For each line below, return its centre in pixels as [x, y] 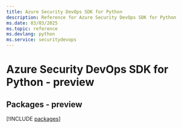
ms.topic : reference [32, 29]
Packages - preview [44, 104]
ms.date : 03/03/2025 [32, 23]
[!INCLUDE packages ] [33, 119]
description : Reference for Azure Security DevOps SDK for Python [91, 17]
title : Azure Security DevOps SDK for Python [64, 12]
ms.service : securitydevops [42, 40]
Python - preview [50, 82]
